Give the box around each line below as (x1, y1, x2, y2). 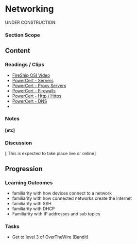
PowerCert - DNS (12, 98, 47, 104)
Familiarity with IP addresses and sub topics (12, 211, 101, 217)
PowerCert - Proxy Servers (12, 83, 67, 88)
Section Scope (5, 32, 40, 38)
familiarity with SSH (12, 201, 52, 207)
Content (5, 47, 31, 55)
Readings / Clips (5, 61, 45, 68)
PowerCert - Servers (12, 77, 54, 83)
